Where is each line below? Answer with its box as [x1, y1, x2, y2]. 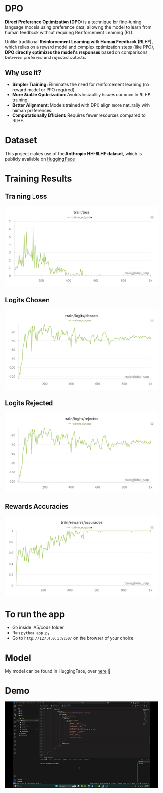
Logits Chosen [5, 296, 50, 304]
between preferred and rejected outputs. [5, 54, 86, 60]
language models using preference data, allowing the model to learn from [5, 24, 152, 30]
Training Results [5, 173, 72, 184]
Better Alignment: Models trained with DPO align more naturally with [12, 102, 150, 108]
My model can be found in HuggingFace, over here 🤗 [5, 668, 111, 674]
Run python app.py [12, 630, 50, 636]
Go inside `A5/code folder [12, 624, 64, 631]
